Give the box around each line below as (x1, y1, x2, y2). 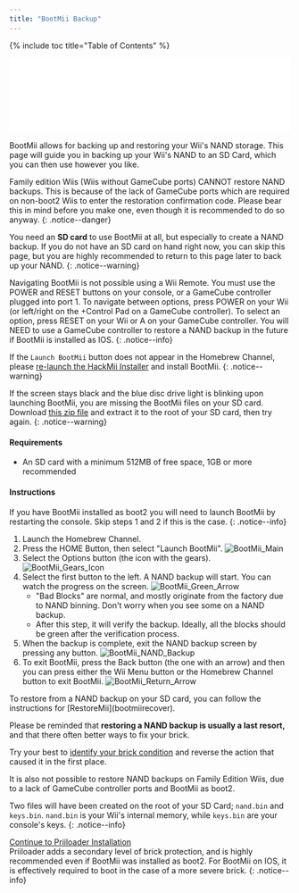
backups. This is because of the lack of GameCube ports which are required (9, 186, 290, 196)
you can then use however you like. (9, 159, 140, 170)
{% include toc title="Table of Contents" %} (9, 40, 170, 51)
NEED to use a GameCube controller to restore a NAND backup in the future (9, 325, 288, 336)
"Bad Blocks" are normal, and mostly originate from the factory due (35, 590, 284, 601)
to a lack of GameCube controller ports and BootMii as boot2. (9, 782, 236, 794)
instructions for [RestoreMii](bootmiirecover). (9, 702, 176, 714)
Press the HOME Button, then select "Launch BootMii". (21, 543, 223, 554)
